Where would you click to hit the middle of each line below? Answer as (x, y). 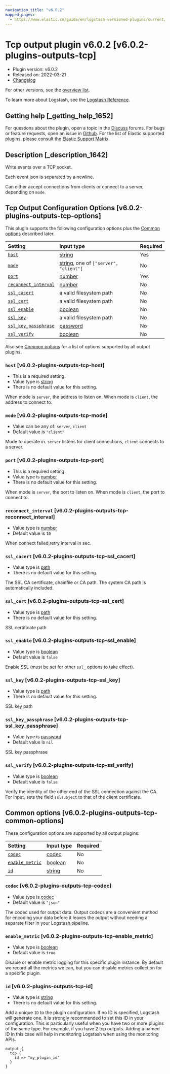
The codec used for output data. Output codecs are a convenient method (81, 912)
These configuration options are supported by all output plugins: (72, 833)
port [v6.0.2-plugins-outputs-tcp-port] (55, 460)
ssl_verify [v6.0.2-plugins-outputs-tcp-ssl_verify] (69, 765)
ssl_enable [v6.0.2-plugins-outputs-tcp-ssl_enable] (71, 640)
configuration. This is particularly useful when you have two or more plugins (85, 1023)
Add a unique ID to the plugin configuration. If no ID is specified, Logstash (82, 1013)
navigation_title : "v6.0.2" (35, 10)
